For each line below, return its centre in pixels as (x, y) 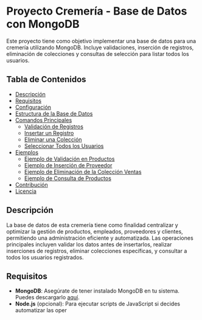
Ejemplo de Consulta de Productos (68, 178)
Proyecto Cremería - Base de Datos (97, 11)
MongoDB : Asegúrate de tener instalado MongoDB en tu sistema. (97, 291)
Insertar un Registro (49, 133)
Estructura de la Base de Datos (54, 113)
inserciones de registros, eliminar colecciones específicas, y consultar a (97, 251)
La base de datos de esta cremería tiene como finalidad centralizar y (92, 225)
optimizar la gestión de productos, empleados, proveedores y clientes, (95, 231)
